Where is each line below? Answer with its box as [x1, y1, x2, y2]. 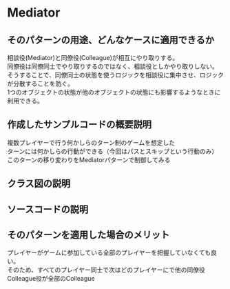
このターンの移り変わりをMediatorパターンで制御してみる [7, 155, 171, 163]
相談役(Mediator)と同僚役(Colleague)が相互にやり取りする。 [7, 54, 179, 61]
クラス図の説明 [7, 178, 71, 190]
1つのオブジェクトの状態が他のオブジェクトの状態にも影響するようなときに [7, 88, 221, 96]
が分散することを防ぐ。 [7, 79, 74, 88]
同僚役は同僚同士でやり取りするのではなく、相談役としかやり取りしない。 [7, 62, 218, 70]
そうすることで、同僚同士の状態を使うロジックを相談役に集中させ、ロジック [7, 71, 224, 79]
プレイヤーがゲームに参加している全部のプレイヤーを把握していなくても [7, 248, 211, 257]
